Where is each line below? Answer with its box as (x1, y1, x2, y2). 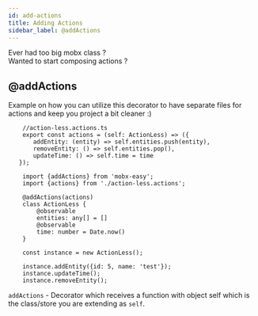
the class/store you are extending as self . (8, 299, 145, 309)
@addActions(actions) (22, 193, 93, 202)
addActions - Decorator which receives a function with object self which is (8, 291, 250, 300)
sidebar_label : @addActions (8, 26, 101, 34)
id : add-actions (8, 11, 62, 20)
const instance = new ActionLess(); (22, 249, 144, 257)
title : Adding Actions (8, 19, 83, 27)
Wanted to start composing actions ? (8, 56, 128, 66)
